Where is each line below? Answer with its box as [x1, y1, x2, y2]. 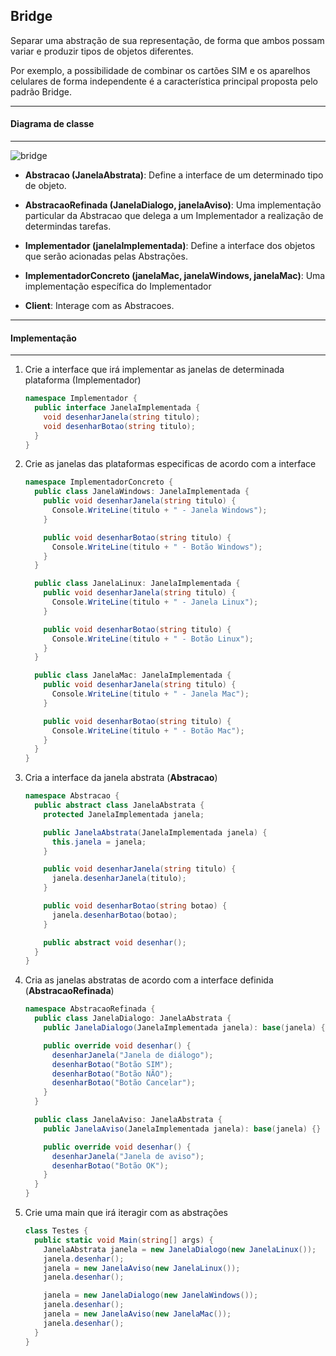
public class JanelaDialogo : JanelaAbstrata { [34, 1014, 232, 1024]
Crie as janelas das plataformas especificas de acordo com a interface [24, 458, 317, 470]
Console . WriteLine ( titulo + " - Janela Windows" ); [51, 505, 268, 516]
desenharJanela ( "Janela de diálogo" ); [51, 1050, 214, 1060]
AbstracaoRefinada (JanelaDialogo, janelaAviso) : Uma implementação [24, 199, 322, 211]
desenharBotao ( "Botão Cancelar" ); [51, 1078, 196, 1088]
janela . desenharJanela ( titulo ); [51, 874, 187, 884]
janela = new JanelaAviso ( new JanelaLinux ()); [43, 1263, 241, 1273]
